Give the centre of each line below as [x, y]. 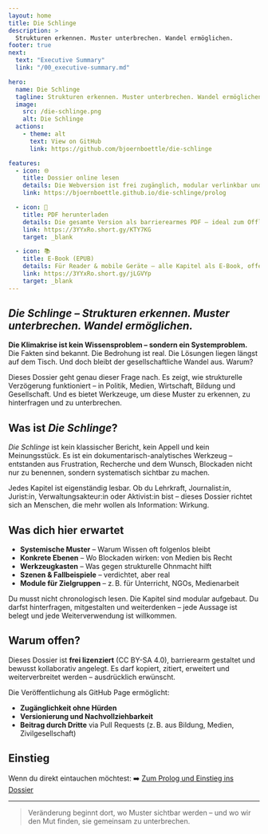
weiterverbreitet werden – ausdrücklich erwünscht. [92, 677]
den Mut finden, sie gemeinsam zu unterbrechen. [109, 821]
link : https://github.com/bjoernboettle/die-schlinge [121, 148]
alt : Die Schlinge [53, 119]
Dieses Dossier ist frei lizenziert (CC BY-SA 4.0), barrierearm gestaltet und [132, 660]
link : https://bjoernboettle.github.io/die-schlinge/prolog [124, 193]
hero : [17, 82]
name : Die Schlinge [48, 89]
